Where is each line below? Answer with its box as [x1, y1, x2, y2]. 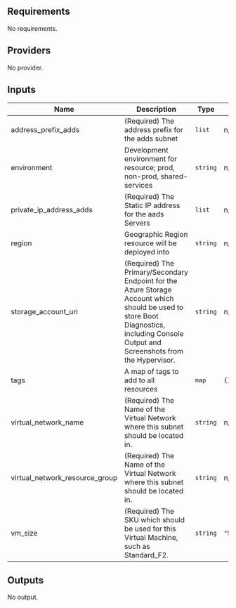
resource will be [124, 238, 177, 248]
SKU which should [124, 515, 185, 525]
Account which [124, 294, 174, 304]
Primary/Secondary [124, 267, 188, 277]
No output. [7, 593, 39, 602]
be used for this [124, 524, 176, 533]
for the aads [124, 209, 164, 219]
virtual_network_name [11, 418, 84, 427]
